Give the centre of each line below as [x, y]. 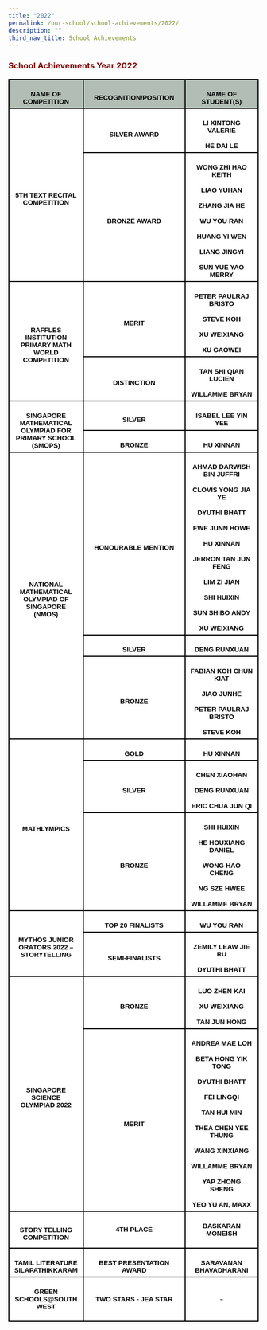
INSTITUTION [46, 338]
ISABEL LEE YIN [222, 416]
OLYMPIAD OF [46, 599]
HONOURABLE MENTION [134, 548]
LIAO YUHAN [222, 190]
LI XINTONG [221, 123]
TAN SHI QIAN [222, 371]
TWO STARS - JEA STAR [134, 1299]
